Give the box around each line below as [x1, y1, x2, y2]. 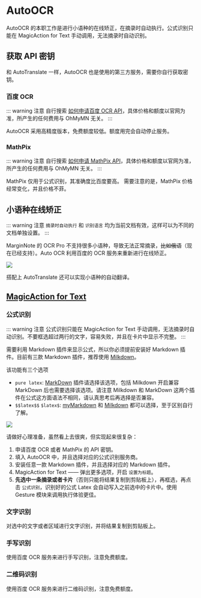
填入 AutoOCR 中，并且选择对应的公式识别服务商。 [14, 453, 141, 461]
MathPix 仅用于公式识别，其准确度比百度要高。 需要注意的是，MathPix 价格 [6, 178, 193, 185]
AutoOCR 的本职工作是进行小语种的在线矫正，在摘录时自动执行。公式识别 [6, 24, 188, 31]
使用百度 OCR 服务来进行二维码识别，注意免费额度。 [6, 585, 136, 592]
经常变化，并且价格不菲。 [6, 185, 70, 193]
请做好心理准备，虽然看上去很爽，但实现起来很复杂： [6, 433, 138, 440]
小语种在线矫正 [6, 204, 62, 214]
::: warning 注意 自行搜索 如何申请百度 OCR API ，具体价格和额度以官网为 [6, 107, 186, 114]
